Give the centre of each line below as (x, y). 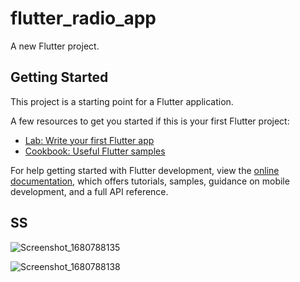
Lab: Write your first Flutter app (89, 140)
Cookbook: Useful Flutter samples (95, 151)
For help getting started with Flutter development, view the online (145, 170)
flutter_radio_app (83, 18)
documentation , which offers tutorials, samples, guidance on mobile (150, 181)
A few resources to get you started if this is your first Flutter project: (150, 121)
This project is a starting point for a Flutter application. (122, 101)
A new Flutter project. (55, 46)
